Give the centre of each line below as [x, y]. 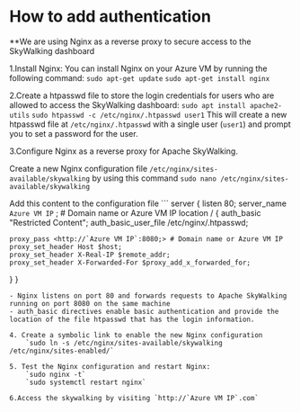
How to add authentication [110, 17]
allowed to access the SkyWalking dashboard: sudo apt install [128, 104]
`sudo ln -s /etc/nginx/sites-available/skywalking [124, 343]
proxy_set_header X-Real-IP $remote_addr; [90, 255]
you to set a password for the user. [74, 133]
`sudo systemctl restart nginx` [86, 382]
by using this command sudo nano [154, 178]
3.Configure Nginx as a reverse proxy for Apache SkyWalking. [124, 151]
